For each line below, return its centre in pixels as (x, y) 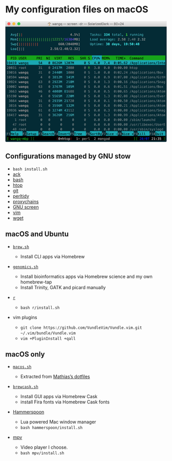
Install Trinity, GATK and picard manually (63, 287)
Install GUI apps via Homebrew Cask (59, 397)
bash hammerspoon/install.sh (51, 428)
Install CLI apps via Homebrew (52, 256)
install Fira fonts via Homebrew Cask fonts (65, 402)
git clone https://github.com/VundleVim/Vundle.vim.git (81, 328)
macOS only (25, 354)
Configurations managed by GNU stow (68, 156)
